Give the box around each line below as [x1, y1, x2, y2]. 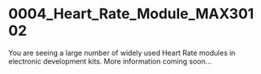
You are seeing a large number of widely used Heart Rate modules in [8, 48, 236, 57]
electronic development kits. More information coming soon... [8, 56, 212, 66]
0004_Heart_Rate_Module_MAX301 [8, 5, 255, 23]
